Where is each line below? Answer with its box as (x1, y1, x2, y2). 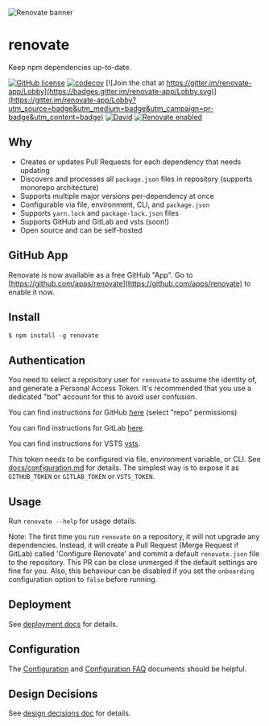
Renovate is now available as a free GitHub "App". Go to (8, 270, 193, 279)
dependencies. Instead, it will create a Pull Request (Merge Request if (8, 540, 239, 550)
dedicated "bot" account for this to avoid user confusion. (8, 392, 197, 402)
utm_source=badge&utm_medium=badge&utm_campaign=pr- (8, 103, 214, 113)
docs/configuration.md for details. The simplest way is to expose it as (8, 463, 239, 472)
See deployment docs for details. (8, 619, 118, 629)
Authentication (8, 353, 86, 367)
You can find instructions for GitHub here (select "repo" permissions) (8, 407, 238, 418)
